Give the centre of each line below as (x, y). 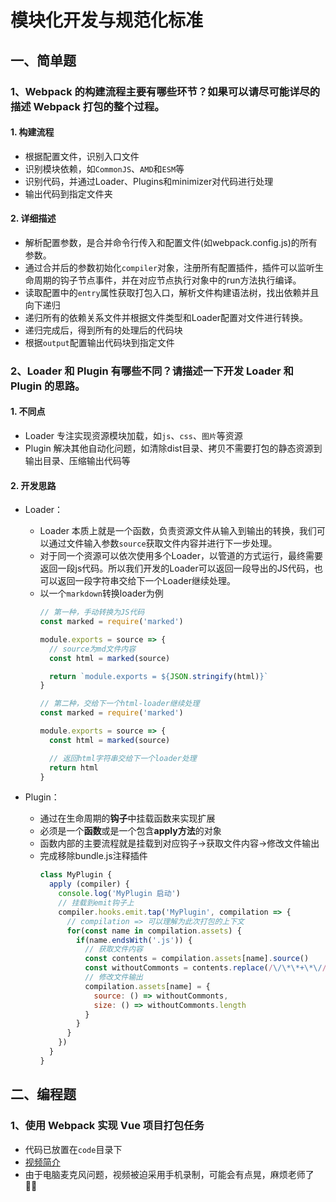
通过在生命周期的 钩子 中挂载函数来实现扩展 (127, 818)
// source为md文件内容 (92, 649)
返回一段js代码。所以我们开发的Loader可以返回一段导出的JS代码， (177, 568)
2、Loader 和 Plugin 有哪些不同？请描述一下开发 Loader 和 (152, 371)
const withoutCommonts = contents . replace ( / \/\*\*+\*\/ (203, 968)
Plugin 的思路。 (48, 386)
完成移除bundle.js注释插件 (93, 856)
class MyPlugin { (76, 875)
